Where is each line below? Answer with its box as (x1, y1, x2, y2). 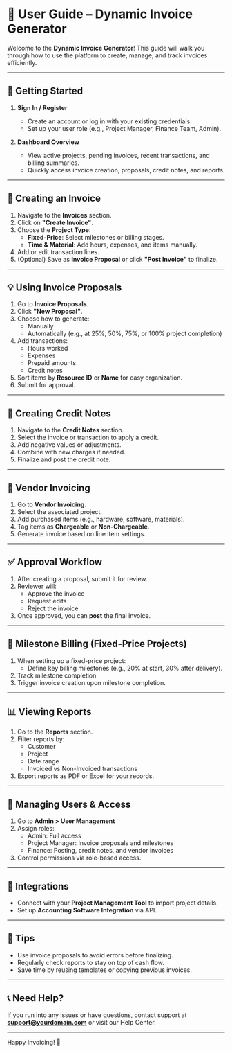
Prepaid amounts (27, 359, 77, 367)
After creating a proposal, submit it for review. (17, 574, 148, 583)
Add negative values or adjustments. (17, 441, 122, 449)
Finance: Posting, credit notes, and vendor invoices (27, 847, 174, 855)
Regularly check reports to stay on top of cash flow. (17, 958, 164, 966)
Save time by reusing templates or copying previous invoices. (17, 966, 192, 974)
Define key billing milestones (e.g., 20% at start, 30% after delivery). (27, 664, 223, 672)
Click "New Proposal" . (17, 308, 83, 316)
